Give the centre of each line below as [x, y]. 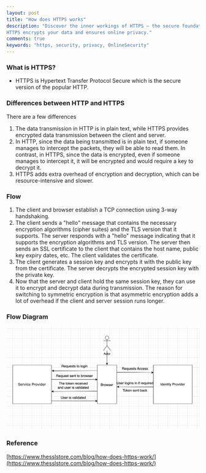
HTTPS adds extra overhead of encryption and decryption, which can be [107, 174]
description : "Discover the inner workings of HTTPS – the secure [93, 26]
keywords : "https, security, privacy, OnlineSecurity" [78, 45]
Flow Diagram [27, 317]
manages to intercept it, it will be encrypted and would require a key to [104, 161]
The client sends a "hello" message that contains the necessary [96, 222]
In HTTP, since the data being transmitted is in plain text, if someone [101, 142]
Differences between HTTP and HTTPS [65, 103]
